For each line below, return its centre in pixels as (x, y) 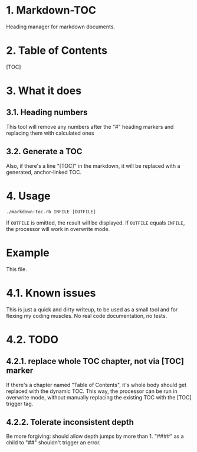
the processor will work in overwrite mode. (58, 229)
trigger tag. (20, 404)
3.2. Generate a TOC (44, 152)
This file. (17, 269)
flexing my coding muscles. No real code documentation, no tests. (87, 316)
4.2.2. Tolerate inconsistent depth (70, 422)
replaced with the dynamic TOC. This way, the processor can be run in (92, 391)
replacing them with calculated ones (50, 133)
